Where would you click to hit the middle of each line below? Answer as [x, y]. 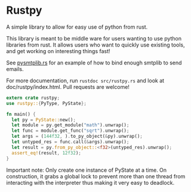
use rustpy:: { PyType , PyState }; [46, 103]
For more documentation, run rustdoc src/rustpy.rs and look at [85, 80]
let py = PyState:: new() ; [44, 120]
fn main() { [21, 114]
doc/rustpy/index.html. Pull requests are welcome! [68, 86]
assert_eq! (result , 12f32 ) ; [47, 153]
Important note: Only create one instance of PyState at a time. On [87, 170]
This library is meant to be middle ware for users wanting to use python [94, 38]
